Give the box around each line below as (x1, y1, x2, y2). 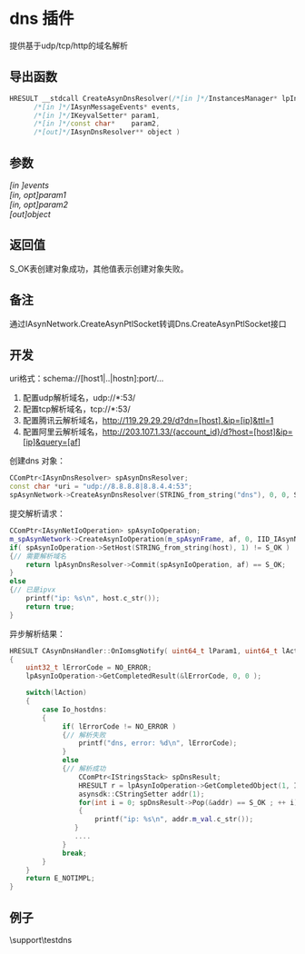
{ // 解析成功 (62, 764, 106, 773)
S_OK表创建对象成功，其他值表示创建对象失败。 (9, 263, 189, 273)
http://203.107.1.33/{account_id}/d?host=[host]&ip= (102, 426, 293, 437)
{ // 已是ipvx (9, 585, 56, 595)
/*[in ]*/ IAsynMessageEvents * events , (33, 102, 181, 112)
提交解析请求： (9, 508, 65, 519)
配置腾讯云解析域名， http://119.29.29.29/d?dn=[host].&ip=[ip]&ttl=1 (22, 415, 274, 426)
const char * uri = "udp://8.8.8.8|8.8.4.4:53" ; (9, 482, 193, 492)
